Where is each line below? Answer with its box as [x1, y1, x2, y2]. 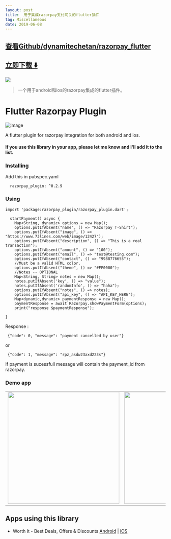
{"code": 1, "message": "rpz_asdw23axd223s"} [7, 352, 106, 357]
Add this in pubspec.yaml [5, 174, 59, 180]
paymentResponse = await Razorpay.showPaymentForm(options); [14, 301, 147, 306]
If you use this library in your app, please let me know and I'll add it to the [5, 144, 163, 150]
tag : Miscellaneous [5, 17, 47, 22]
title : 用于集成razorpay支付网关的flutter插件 [5, 12, 100, 17]
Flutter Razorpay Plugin [5, 105, 107, 117]
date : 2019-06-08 [5, 21, 42, 27]
